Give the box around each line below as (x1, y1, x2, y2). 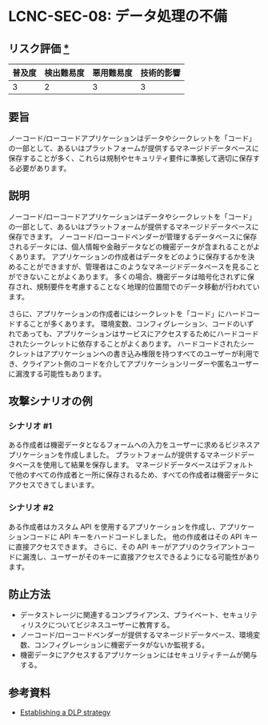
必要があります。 (14, 163, 71, 173)
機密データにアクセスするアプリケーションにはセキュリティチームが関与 (19, 650, 258, 660)
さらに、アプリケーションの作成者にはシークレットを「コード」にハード (8, 309, 246, 318)
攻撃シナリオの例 (8, 395, 93, 408)
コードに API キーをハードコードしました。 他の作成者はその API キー (29, 531, 258, 541)
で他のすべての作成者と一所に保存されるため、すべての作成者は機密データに (8, 470, 259, 480)
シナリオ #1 (8, 420, 52, 431)
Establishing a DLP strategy (19, 707, 111, 717)
